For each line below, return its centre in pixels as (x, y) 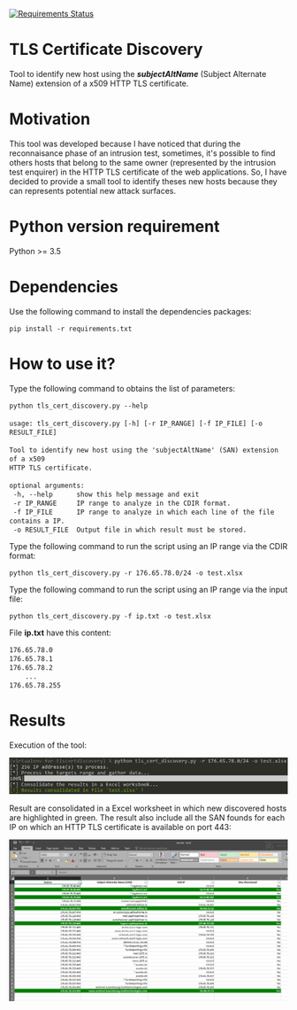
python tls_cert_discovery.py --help (79, 406)
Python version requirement (114, 227)
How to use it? (62, 364)
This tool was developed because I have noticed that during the (125, 144)
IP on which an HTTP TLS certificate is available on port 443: (120, 827)
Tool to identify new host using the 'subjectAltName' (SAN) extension (144, 450)
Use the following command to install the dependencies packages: (130, 311)
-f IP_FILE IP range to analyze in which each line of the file (144, 512)
